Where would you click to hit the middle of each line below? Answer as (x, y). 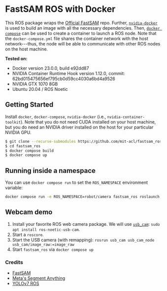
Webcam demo (29, 212)
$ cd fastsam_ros (23, 146)
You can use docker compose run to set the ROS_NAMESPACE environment (77, 183)
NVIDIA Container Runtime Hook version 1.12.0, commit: (68, 73)
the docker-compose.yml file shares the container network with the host (77, 39)
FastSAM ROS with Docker (60, 9)
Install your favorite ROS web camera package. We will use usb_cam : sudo (86, 224)
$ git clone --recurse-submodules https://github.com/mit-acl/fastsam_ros (83, 141)
